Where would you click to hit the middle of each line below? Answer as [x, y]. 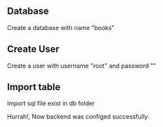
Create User [33, 50]
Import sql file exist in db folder [51, 103]
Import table [34, 87]
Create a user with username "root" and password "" [81, 66]
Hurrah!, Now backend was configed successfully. [78, 117]
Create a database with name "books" [61, 27]
